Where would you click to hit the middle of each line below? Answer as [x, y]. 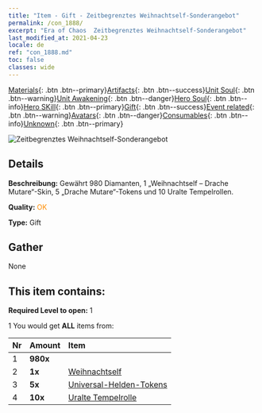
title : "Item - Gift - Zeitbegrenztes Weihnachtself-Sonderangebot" [124, 15]
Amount [45, 345]
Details [26, 164]
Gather [26, 247]
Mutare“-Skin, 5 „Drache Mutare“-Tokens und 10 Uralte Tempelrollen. [121, 191]
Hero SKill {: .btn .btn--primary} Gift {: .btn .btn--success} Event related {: [139, 106]
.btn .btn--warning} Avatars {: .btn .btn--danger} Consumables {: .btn [118, 115]
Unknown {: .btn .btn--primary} [73, 123]
